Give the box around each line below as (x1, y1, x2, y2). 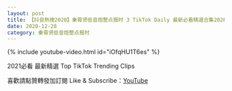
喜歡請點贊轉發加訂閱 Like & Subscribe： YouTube (7, 77, 148, 85)
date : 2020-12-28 (7, 23, 57, 29)
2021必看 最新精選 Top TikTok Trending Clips (7, 62, 135, 70)
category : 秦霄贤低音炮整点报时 (7, 29, 90, 36)
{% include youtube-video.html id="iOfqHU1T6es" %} (7, 48, 160, 56)
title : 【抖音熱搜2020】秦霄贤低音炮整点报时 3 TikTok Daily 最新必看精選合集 (7, 16, 214, 23)
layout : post (7, 10, 45, 17)
